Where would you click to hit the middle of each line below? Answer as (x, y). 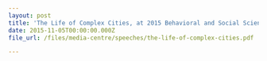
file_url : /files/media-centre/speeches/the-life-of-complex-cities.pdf (131, 38)
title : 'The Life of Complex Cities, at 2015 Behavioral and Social (124, 23)
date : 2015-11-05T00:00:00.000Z (62, 30)
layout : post (30, 15)
